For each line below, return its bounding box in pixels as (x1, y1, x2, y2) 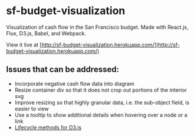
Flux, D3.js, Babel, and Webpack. (6, 29, 87, 36)
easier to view (14, 105, 49, 112)
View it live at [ (6, 41, 42, 48)
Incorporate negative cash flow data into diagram (14, 80, 134, 87)
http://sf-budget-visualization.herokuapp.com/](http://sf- (41, 41, 180, 48)
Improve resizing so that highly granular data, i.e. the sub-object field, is (14, 99, 190, 106)
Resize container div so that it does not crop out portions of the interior (14, 86, 187, 93)
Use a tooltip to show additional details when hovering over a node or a (14, 111, 187, 118)
